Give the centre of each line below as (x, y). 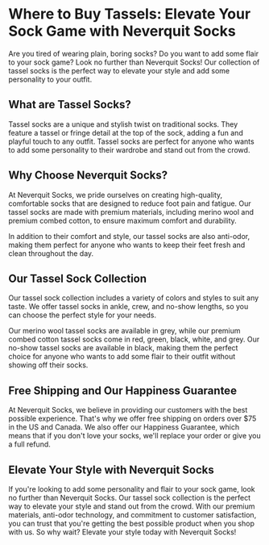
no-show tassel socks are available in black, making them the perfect (123, 348)
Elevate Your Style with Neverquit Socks (112, 470)
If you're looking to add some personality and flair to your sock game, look (132, 489)
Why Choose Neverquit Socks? (88, 176)
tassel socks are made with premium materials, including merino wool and (131, 212)
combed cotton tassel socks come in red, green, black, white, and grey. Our (134, 339)
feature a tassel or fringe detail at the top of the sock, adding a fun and (126, 132)
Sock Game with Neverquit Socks (122, 31)
